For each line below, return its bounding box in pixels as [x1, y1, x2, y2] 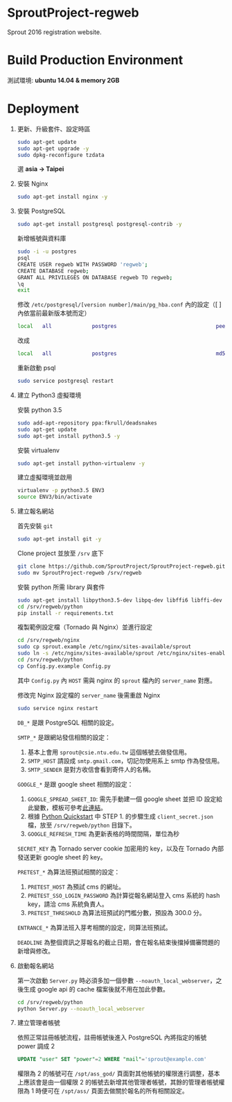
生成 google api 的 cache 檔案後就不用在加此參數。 [23, 985, 170, 993]
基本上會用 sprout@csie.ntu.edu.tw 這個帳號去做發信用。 [27, 748, 190, 756]
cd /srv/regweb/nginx [17, 637, 80, 644]
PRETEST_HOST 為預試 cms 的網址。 [27, 882, 125, 891]
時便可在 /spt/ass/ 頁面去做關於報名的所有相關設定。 [35, 1087, 188, 1095]
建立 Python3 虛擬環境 [17, 390, 82, 399]
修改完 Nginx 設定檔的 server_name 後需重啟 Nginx [17, 691, 161, 699]
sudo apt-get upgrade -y [17, 145, 89, 152]
